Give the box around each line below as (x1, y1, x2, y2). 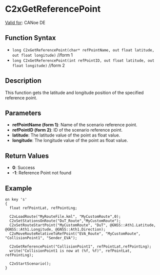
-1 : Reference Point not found (12, 170, 72, 176)
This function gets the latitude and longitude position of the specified (5, 90, 144, 95)
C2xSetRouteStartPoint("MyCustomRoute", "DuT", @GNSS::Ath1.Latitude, (9, 223, 156, 228)
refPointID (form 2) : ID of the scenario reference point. (12, 127, 123, 133)
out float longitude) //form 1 (12, 52, 73, 58)
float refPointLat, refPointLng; (9, 206, 78, 210)
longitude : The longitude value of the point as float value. (12, 137, 128, 143)
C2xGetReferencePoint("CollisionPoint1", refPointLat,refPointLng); (9, 244, 152, 249)
